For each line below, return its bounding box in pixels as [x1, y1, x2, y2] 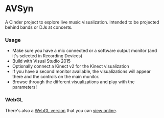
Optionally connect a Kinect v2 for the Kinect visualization [12, 63, 130, 69]
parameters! [12, 84, 37, 90]
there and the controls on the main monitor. [12, 74, 99, 80]
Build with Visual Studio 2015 [12, 58, 71, 64]
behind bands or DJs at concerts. [5, 24, 72, 30]
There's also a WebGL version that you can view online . [5, 107, 117, 113]
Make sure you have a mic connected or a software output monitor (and [12, 47, 157, 54]
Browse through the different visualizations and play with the [12, 79, 135, 85]
